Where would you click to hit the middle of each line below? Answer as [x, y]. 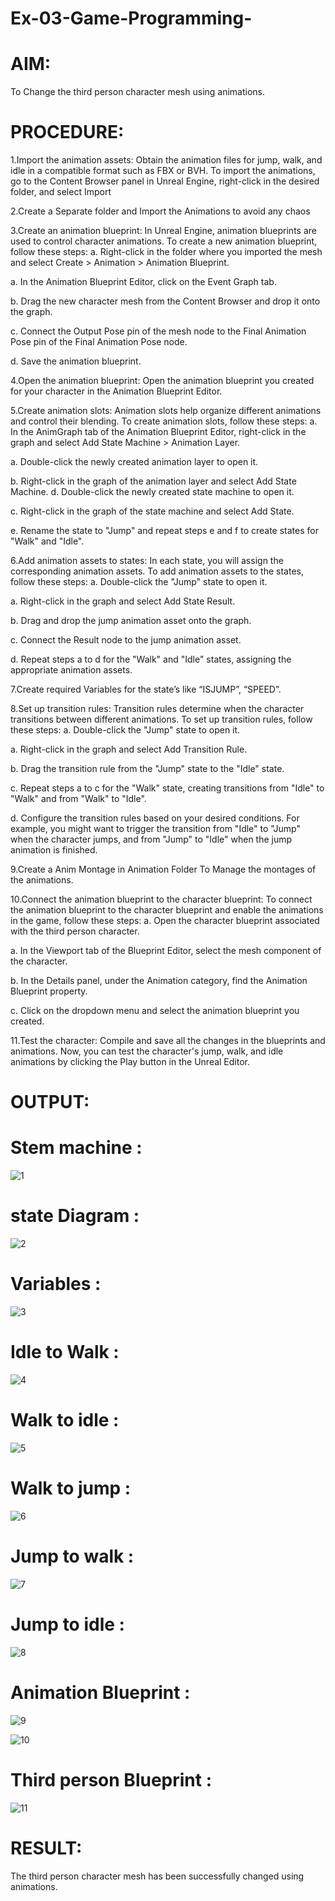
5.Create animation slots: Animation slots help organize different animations [166, 411]
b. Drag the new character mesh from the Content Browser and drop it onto [165, 301]
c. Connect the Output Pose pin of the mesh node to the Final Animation [158, 331]
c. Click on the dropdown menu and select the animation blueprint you [155, 1011]
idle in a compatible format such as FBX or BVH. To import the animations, [163, 171]
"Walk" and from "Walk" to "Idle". [78, 799]
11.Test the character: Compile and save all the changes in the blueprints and [168, 1041]
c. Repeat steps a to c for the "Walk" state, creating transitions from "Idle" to [167, 788]
